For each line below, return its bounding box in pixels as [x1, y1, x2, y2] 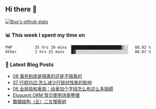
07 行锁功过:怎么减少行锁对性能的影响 [12, 80, 92, 86]
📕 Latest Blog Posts [5, 61, 54, 68]
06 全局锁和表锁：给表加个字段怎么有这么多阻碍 [12, 86, 113, 92]
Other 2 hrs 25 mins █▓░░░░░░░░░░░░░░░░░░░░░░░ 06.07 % [5, 49, 151, 55]
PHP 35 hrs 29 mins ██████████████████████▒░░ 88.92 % [5, 45, 151, 50]
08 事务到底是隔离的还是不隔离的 [12, 73, 82, 79]
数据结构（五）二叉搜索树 [12, 98, 67, 104]
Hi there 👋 [5, 5, 37, 14]
